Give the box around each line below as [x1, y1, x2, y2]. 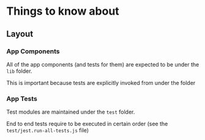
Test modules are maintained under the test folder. [6, 108, 135, 116]
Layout [6, 29, 34, 39]
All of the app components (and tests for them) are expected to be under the [6, 61, 199, 68]
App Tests [6, 94, 38, 103]
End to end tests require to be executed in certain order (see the [6, 120, 168, 128]
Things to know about [6, 4, 119, 18]
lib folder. [6, 67, 32, 75]
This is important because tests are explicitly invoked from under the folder [6, 79, 196, 86]
